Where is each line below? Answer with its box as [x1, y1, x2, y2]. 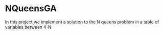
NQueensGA [5, 3, 57, 14]
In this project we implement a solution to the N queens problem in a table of [5, 19, 159, 25]
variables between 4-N [5, 24, 52, 30]
